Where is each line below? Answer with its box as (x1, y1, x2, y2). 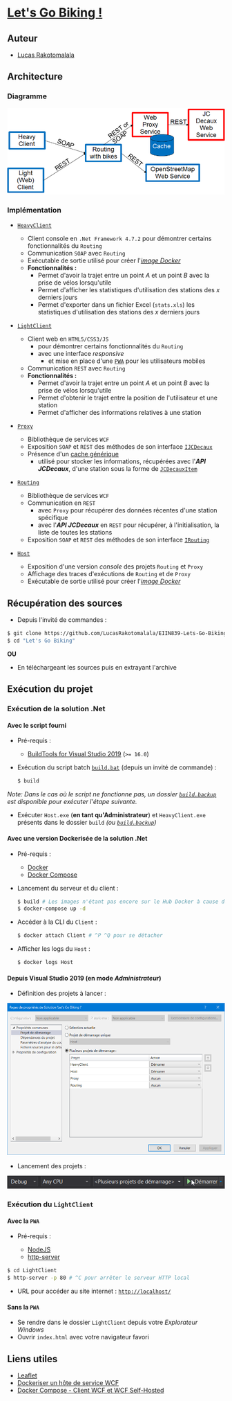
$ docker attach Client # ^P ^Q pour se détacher (17, 932, 164, 939)
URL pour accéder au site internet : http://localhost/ (17, 1287, 171, 1296)
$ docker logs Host (17, 959, 74, 966)
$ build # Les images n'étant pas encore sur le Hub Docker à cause (17, 898, 219, 905)
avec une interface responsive (37, 350, 124, 358)
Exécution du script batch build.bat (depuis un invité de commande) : (17, 763, 217, 771)
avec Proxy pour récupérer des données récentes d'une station (37, 506, 217, 515)
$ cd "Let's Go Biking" (7, 637, 76, 645)
